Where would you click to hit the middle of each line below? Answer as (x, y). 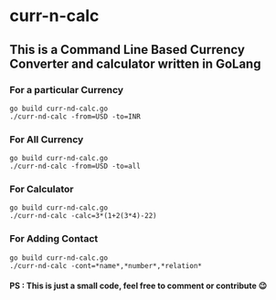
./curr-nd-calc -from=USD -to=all (75, 166)
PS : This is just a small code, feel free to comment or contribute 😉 (138, 286)
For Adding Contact (54, 239)
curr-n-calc (54, 16)
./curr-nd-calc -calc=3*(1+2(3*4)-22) (83, 216)
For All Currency (47, 140)
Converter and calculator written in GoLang (135, 63)
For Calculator (42, 190)
